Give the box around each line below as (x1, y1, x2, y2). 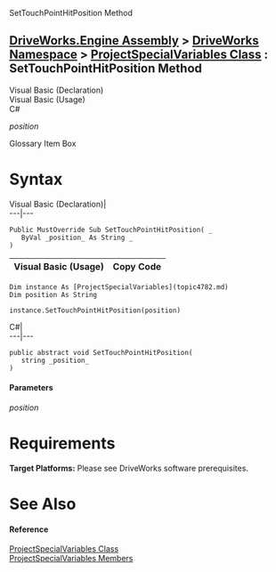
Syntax (9, 169, 63, 189)
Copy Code (112, 260, 162, 272)
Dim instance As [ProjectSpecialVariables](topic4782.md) (9, 282, 229, 292)
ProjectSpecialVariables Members (9, 553, 134, 564)
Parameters (9, 383, 53, 393)
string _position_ (20, 356, 90, 365)
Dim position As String (9, 290, 98, 299)
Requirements (9, 433, 116, 454)
